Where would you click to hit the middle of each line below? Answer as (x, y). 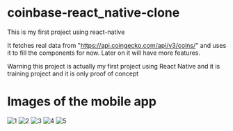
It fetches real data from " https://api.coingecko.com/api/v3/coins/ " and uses (117, 45)
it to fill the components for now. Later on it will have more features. (104, 53)
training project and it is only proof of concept (73, 73)
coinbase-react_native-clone (94, 13)
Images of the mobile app (82, 102)
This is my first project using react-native (66, 32)
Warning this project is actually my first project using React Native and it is (114, 66)
